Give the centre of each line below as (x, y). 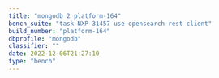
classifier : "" (34, 46)
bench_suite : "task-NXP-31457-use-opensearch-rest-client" (110, 24)
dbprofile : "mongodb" (45, 39)
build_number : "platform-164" (60, 31)
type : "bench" (32, 62)
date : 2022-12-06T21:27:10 (54, 54)
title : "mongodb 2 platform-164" (65, 16)
